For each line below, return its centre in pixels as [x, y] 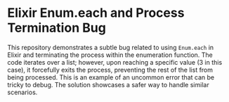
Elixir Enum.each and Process [96, 13]
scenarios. [22, 92]
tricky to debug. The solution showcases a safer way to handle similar [108, 84]
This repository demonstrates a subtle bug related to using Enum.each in [111, 47]
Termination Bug [57, 28]
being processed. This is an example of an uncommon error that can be [111, 77]
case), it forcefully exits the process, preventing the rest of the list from [110, 70]
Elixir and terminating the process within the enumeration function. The [110, 55]
